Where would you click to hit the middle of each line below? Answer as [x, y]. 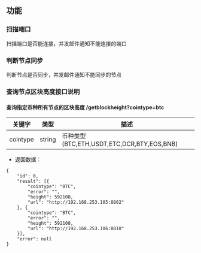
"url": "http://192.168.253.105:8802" [76, 203]
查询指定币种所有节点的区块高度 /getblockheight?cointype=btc [85, 107]
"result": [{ [33, 182]
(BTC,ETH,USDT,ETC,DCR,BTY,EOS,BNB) [120, 144]
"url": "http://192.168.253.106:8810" [76, 229]
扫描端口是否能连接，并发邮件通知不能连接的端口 [66, 43]
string [48, 140]
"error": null [34, 239]
